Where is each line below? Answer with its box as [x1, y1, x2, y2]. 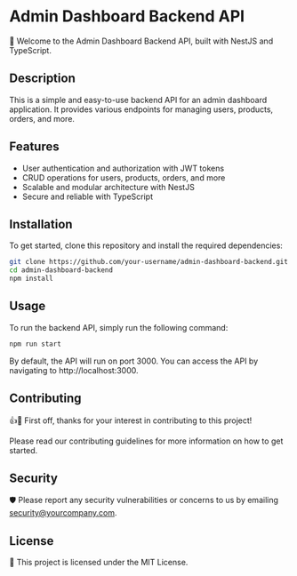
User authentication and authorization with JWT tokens [21, 163, 225, 173]
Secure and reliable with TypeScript [21, 191, 154, 202]
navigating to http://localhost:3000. [9, 364, 139, 375]
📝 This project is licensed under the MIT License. [9, 557, 189, 568]
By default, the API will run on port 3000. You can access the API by [9, 356, 259, 366]
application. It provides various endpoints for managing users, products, [9, 104, 274, 115]
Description [9, 71, 76, 86]
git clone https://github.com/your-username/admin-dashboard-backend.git [9, 258, 289, 267]
